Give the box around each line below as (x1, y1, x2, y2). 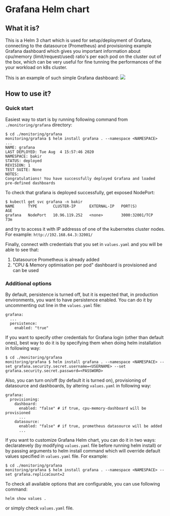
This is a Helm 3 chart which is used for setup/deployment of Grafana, (5, 37, 152, 43)
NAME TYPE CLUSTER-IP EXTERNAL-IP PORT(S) (5, 203, 138, 209)
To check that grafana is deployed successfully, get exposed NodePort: (5, 189, 155, 195)
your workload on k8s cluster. (5, 65, 67, 70)
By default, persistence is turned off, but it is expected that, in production (5, 291, 158, 297)
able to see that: (5, 247, 39, 253)
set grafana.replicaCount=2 (5, 472, 65, 477)
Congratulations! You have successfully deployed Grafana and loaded (5, 176, 156, 181)
